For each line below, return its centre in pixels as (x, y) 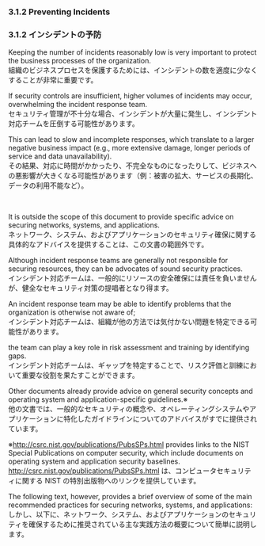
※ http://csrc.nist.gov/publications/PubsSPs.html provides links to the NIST (129, 445)
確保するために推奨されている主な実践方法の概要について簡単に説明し (143, 525)
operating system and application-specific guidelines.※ (98, 399)
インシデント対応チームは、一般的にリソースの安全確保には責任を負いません (132, 278)
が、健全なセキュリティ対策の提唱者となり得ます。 (91, 288)
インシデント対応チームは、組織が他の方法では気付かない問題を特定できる (129, 322)
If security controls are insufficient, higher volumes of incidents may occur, (130, 96)
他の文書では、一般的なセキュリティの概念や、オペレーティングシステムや (129, 409)
